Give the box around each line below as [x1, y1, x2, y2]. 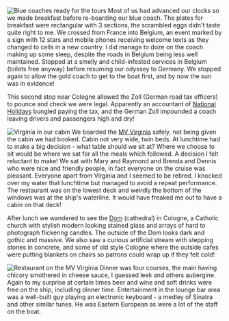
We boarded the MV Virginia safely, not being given [71, 128, 217, 136]
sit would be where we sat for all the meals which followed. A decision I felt [7, 150, 219, 158]
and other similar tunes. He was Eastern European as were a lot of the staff [7, 300, 218, 308]
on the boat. [7, 307, 42, 316]
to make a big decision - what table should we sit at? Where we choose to [7, 143, 215, 150]
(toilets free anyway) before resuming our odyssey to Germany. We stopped [7, 65, 221, 73]
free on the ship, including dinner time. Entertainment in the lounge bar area [7, 285, 221, 294]
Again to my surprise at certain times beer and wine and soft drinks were [7, 278, 213, 286]
